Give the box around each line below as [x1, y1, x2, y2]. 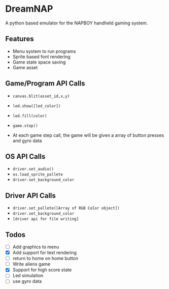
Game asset [12, 64, 38, 70]
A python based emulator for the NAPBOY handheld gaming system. [5, 20, 148, 26]
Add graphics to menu [12, 244, 59, 250]
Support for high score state [12, 267, 72, 273]
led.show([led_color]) [12, 103, 61, 108]
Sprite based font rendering [12, 53, 71, 60]
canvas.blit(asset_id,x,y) [12, 94, 70, 99]
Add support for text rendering [12, 250, 77, 256]
